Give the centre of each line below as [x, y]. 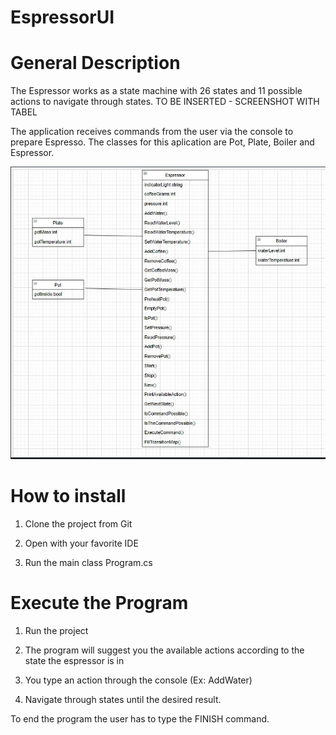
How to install [68, 496]
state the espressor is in [74, 660]
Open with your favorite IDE [81, 543]
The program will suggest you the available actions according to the [164, 650]
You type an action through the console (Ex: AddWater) [138, 680]
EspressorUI [62, 17]
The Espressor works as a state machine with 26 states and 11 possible [156, 91]
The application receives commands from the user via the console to [152, 132]
